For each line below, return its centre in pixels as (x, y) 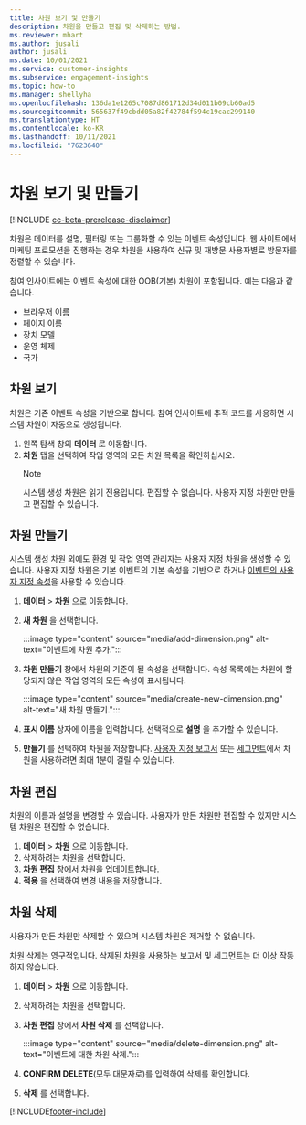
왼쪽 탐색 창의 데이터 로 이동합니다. (85, 444)
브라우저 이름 (46, 311)
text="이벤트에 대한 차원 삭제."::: (81, 1054)
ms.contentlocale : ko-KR (57, 129)
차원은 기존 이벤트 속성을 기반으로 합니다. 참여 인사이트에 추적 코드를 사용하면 (147, 412)
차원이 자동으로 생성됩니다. (74, 424)
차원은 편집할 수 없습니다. (64, 827)
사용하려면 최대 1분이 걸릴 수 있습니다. (107, 760)
